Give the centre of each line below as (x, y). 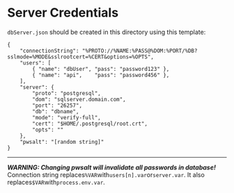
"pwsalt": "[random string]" (62, 142)
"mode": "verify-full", (67, 117)
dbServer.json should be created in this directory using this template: (107, 32)
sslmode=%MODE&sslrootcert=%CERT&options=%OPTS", (81, 57)
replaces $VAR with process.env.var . (56, 182)
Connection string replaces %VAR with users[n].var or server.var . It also (106, 174)
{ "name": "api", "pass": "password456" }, (101, 75)
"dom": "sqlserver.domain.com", (79, 99)
